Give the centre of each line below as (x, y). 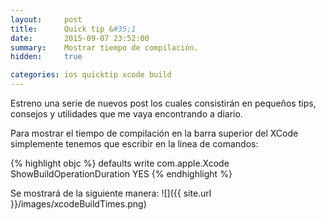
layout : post (46, 19)
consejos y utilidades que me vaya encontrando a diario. (126, 114)
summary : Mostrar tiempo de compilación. (104, 47)
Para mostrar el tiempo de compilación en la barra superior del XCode (154, 133)
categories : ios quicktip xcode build (91, 75)
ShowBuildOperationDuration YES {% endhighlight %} (121, 174)
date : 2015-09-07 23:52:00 (80, 38)
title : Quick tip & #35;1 (73, 29)
